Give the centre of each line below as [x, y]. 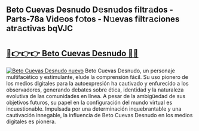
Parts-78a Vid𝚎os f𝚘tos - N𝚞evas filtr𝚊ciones [93, 19]
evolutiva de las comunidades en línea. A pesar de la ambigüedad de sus [96, 96]
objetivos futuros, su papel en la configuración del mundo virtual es [89, 102]
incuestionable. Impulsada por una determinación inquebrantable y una [94, 109]
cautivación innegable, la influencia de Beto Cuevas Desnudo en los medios [99, 115]
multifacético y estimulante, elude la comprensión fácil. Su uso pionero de [97, 77]
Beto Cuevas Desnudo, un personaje [130, 71]
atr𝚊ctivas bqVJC [40, 28]
